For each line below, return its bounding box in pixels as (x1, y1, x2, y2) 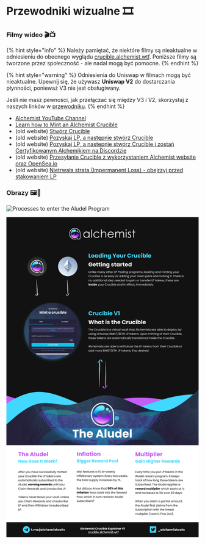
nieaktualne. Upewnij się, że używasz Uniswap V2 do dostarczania (6, 78, 175, 85)
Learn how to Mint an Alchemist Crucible (15, 121, 118, 128)
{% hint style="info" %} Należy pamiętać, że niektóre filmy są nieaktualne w (6, 46, 198, 54)
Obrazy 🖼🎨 (6, 189, 41, 197)
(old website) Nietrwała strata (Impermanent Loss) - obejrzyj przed (15, 167, 184, 174)
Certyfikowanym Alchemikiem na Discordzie (15, 147, 127, 154)
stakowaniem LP (15, 173, 57, 180)
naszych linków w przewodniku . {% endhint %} (6, 103, 125, 110)
